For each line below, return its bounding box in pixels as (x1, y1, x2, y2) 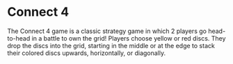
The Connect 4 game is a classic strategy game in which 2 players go (7, 27, 207, 35)
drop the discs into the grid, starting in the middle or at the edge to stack (7, 41, 216, 50)
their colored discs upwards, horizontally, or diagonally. (7, 49, 166, 57)
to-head (7, 34, 31, 42)
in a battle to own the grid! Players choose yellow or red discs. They (31, 34, 226, 42)
